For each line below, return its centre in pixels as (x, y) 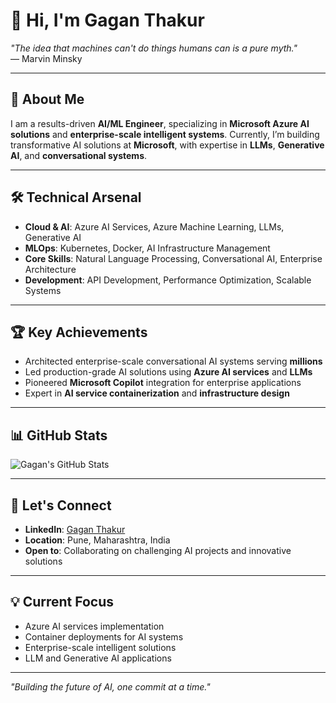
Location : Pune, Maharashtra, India (97, 540)
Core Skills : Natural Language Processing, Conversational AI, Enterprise (173, 258)
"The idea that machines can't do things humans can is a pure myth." (154, 48)
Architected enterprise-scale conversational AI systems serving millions (173, 361)
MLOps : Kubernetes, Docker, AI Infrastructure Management (147, 248)
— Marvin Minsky (46, 58)
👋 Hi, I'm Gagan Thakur (107, 20)
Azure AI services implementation (94, 626)
